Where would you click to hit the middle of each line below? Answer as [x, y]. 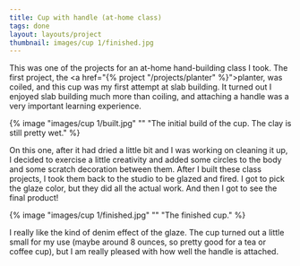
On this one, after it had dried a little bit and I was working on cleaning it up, [149, 150]
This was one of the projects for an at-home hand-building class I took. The [149, 68]
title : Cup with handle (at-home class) [86, 17]
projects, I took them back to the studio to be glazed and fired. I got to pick [147, 179]
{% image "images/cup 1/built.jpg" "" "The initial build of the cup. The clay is [150, 124]
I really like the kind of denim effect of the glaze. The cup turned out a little [147, 233]
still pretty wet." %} [45, 133]
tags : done [30, 26]
